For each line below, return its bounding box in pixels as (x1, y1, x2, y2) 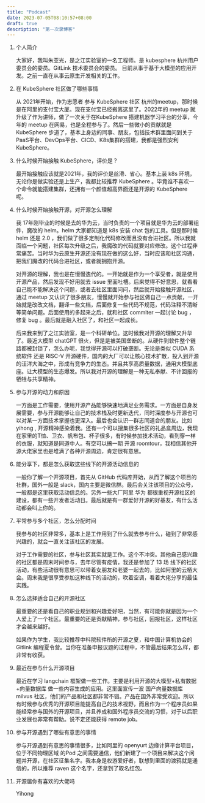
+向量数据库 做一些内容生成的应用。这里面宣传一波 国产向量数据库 (15, 685, 183, 693)
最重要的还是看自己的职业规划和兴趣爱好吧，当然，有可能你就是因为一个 (15, 607, 198, 615)
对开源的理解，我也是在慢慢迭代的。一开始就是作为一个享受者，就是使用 (15, 270, 198, 278)
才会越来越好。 (15, 623, 54, 630)
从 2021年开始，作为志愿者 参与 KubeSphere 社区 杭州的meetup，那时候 (15, 98, 198, 105)
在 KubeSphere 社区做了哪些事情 (15, 85, 98, 93)
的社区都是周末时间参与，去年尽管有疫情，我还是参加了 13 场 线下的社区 (15, 558, 197, 566)
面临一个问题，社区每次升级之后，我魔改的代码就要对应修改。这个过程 (15, 242, 193, 249)
